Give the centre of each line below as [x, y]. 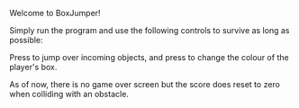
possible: [26, 40]
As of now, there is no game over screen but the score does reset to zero [145, 84]
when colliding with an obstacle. [69, 94]
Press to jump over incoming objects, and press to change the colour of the [149, 57]
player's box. [33, 67]
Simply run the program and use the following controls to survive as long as [149, 30]
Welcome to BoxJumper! [55, 13]
